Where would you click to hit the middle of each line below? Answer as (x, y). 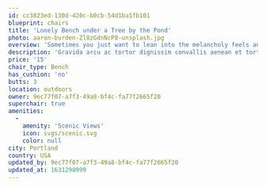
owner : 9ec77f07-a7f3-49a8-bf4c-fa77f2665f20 (84, 97)
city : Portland (33, 148)
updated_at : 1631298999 (47, 170)
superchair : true (37, 104)
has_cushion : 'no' (38, 74)
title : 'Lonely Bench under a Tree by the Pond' (90, 30)
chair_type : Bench (38, 67)
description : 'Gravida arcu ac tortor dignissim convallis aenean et (125, 52)
